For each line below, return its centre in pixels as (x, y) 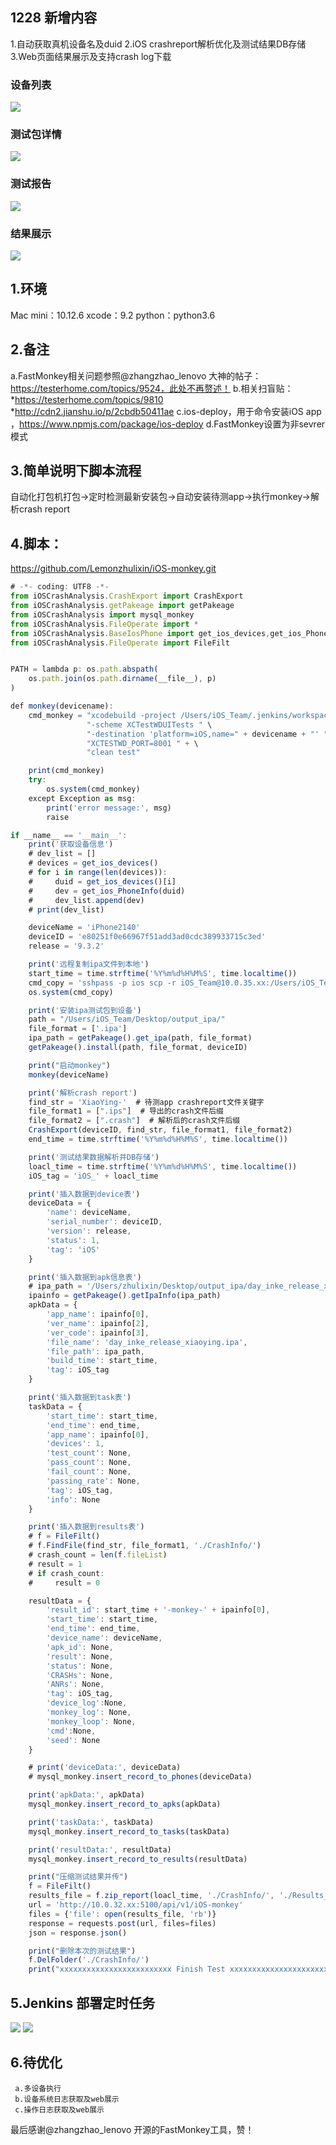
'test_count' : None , (89, 1453)
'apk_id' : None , (80, 1647)
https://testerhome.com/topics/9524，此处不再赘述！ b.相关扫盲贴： (152, 388)
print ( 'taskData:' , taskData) (91, 1822)
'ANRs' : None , (75, 1684)
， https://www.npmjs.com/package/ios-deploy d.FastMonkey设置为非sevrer (168, 424)
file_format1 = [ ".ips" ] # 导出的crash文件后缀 (126, 1111)
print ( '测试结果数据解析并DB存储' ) (94, 1157)
